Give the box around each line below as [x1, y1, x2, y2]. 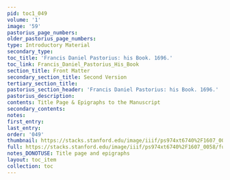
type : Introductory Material [7, 42, 90, 49]
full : [7, 144, 23, 151]
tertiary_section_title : [7, 80, 78, 87]
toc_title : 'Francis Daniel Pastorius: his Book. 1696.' [7, 55, 173, 62]
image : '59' [7, 23, 41, 29]
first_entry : [7, 118, 44, 125]
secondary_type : [7, 49, 53, 55]
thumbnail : [7, 138, 38, 144]
